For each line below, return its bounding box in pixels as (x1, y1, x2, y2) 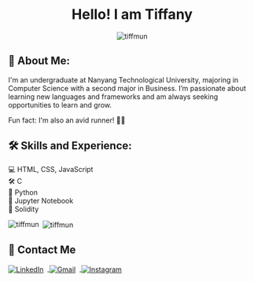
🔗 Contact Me (8, 243, 76, 256)
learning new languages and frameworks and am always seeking (8, 92, 219, 101)
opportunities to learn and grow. (8, 100, 112, 109)
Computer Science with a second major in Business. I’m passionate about (8, 83, 246, 93)
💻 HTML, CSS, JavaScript (8, 164, 94, 174)
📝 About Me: (8, 54, 71, 68)
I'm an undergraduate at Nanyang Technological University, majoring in (8, 75, 239, 84)
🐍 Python (8, 187, 38, 197)
